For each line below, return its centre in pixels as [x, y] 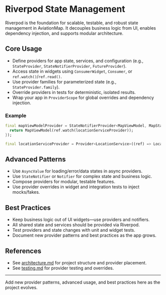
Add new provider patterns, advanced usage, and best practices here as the [83, 282]
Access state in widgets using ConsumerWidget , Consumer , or [72, 71]
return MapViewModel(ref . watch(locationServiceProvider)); [72, 130]
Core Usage [24, 49]
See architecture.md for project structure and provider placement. [79, 262]
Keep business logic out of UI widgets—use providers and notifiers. [81, 220]
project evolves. [21, 287]
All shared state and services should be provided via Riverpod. [76, 225]
